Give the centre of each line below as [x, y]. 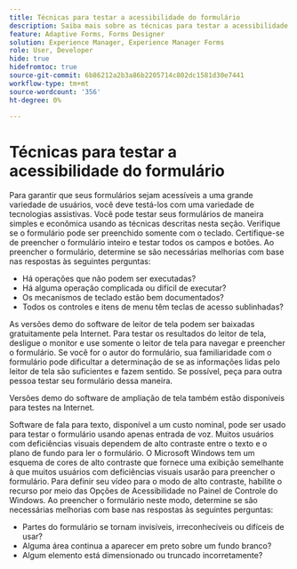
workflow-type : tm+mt [49, 84]
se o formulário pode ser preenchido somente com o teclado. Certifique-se [147, 233]
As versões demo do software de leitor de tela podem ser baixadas [132, 325]
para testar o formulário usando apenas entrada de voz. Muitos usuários [141, 434]
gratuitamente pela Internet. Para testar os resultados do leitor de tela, [138, 333]
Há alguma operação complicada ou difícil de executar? [124, 288]
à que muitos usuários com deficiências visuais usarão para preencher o [142, 472]
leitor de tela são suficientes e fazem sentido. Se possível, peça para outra [146, 372]
